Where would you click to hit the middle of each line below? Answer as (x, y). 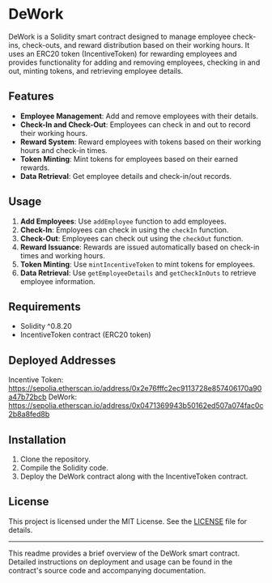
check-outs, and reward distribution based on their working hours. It (136, 45)
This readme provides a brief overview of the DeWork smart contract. (124, 553)
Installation (37, 439)
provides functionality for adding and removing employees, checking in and (134, 62)
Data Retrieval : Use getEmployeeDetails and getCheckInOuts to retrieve (138, 273)
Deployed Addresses (62, 360)
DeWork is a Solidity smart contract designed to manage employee (120, 36)
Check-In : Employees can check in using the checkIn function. (124, 230)
